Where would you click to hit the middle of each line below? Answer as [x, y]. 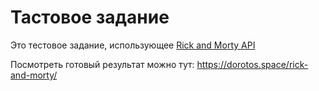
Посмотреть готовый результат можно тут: [102, 64]
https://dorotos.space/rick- [252, 64]
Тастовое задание [90, 17]
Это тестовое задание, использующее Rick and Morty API [133, 45]
